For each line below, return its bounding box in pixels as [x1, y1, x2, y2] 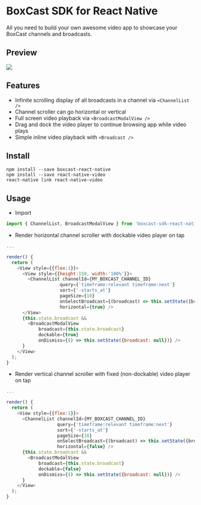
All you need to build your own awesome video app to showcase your [6, 24, 178, 31]
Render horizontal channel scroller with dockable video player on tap [14, 232, 185, 239]
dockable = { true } [38, 332, 79, 338]
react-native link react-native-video [6, 177, 103, 183]
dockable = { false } [38, 466, 82, 472]
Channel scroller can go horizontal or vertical [14, 108, 126, 115]
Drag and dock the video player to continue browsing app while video [14, 121, 187, 128]
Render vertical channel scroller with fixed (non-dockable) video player [14, 370, 190, 378]
